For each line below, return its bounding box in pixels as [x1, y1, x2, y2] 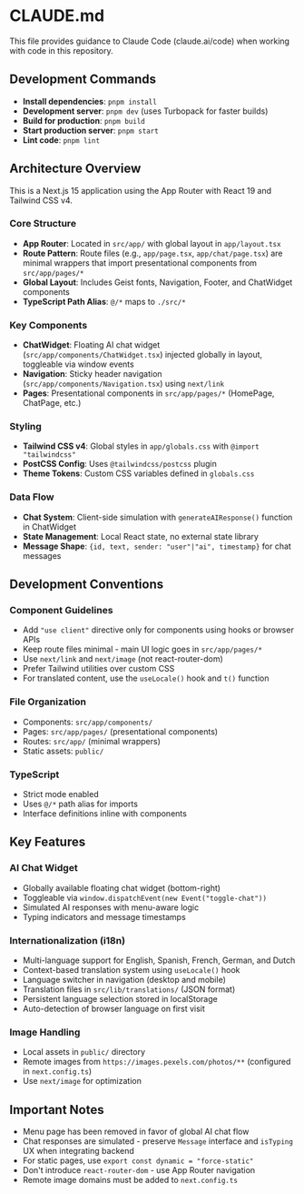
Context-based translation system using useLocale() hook [22, 965, 240, 976]
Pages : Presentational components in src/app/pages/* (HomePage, [22, 388, 275, 399]
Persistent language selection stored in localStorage [22, 994, 218, 1005]
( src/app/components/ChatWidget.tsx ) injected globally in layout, [22, 349, 263, 360]
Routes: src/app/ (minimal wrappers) [22, 735, 162, 746]
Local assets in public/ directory [22, 1047, 146, 1057]
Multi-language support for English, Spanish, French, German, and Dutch [22, 955, 296, 966]
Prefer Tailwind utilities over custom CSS [22, 663, 175, 674]
